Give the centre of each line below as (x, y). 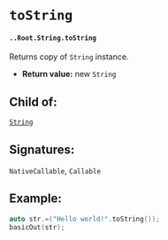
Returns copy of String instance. (69, 57)
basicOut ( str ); (37, 227)
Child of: (33, 101)
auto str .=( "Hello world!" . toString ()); (85, 219)
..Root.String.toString (53, 38)
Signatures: (42, 149)
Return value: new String (69, 74)
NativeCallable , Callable (55, 171)
